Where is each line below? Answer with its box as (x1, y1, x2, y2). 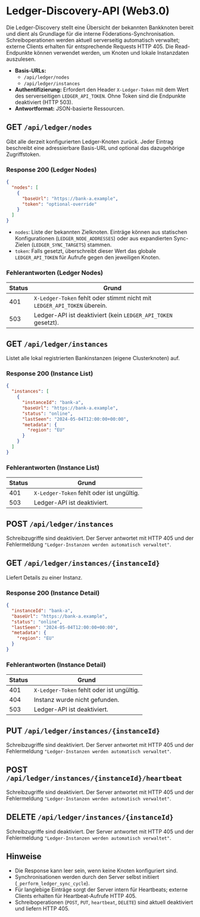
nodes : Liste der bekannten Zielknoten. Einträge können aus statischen (14, 229, 187, 236)
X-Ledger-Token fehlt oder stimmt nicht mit (33, 294, 152, 302)
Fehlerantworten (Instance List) (6, 463, 100, 471)
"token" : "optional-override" (21, 201, 97, 207)
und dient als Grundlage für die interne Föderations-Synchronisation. (6, 30, 176, 37)
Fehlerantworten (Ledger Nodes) (6, 268, 103, 277)
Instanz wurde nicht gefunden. (33, 696, 120, 704)
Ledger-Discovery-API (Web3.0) (6, 4, 170, 18)
